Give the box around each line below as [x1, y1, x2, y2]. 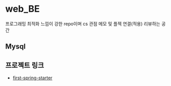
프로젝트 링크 [5, 61, 44, 70]
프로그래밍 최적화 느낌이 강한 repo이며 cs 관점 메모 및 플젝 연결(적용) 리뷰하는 [5, 20, 161, 27]
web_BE [5, 3, 40, 15]
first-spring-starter [12, 75, 53, 81]
